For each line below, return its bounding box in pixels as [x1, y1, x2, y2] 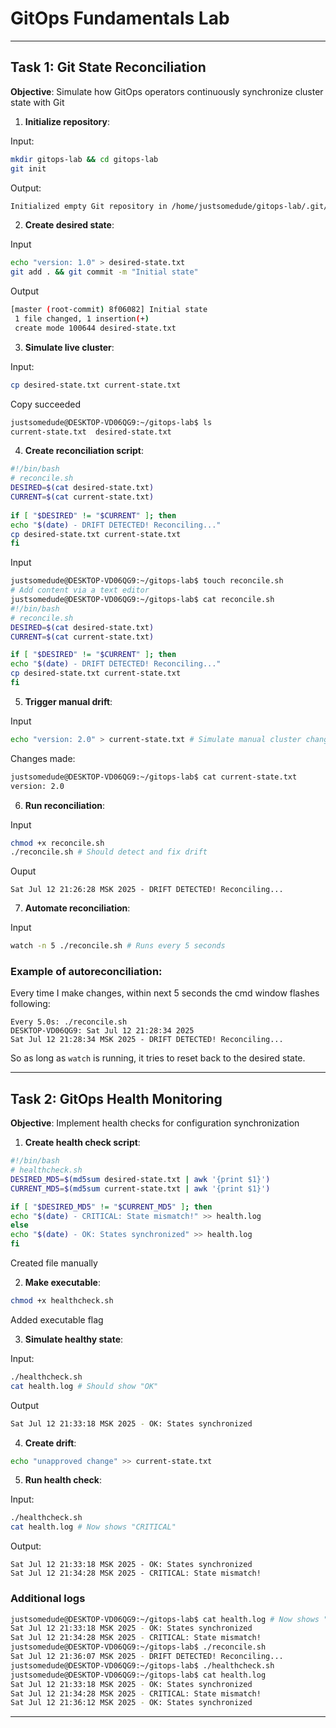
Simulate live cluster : [24, 341, 115, 353]
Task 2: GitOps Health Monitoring [10, 1090, 223, 1107]
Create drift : [24, 1437, 77, 1449]
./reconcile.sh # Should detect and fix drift [10, 847, 208, 857]
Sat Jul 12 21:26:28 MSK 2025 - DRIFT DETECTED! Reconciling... [10, 885, 284, 895]
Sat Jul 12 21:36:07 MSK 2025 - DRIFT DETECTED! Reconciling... [10, 1652, 284, 1662]
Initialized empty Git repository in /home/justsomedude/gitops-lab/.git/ [10, 201, 329, 211]
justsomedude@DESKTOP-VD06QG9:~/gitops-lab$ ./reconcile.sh [10, 1642, 267, 1652]
